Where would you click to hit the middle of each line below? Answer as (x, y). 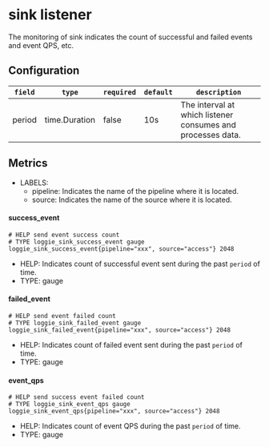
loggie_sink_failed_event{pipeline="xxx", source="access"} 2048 (119, 330)
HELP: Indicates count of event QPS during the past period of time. (130, 426)
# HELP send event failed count (62, 316)
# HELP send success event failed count (77, 397)
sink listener (50, 15)
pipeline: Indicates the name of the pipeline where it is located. (135, 191)
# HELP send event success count (64, 235)
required (119, 92)
